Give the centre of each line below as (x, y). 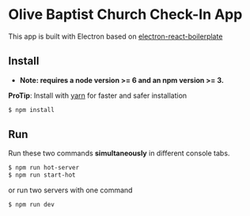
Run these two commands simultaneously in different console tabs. (119, 153)
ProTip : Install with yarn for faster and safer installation (98, 95)
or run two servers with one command (70, 190)
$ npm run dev (32, 205)
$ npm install (32, 110)
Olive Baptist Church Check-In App (125, 15)
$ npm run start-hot (42, 175)
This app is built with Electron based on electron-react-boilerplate (116, 36)
